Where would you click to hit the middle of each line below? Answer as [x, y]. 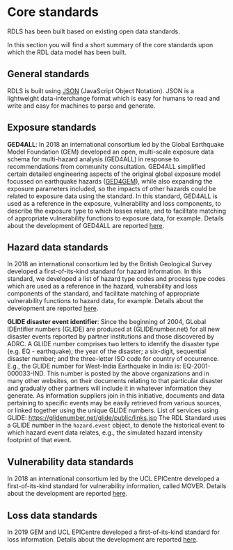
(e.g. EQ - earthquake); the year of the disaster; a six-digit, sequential [107, 351]
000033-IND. [26, 373]
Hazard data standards [58, 247]
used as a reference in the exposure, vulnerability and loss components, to [114, 203]
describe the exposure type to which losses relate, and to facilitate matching [116, 211]
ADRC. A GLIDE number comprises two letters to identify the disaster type [113, 344]
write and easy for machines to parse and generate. [81, 106]
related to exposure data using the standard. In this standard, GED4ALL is [112, 196]
